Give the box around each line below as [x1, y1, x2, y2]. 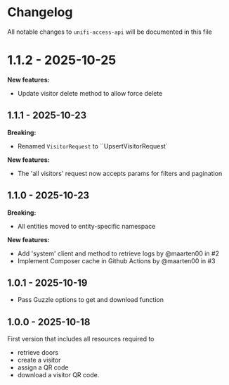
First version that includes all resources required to [7, 335, 155, 343]
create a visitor [17, 356, 61, 365]
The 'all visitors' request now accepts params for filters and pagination [17, 169, 223, 177]
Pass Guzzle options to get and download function [17, 296, 164, 304]
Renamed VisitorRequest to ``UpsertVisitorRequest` [17, 141, 168, 150]
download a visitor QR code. [17, 371, 100, 379]
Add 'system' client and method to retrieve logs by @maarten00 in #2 [17, 249, 220, 258]
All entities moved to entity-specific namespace [17, 222, 156, 230]
